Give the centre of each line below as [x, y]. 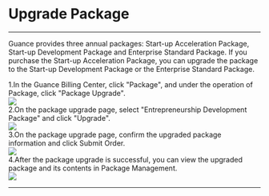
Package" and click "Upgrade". [59, 118]
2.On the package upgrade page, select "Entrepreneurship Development [128, 110]
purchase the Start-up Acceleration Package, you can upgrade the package [133, 60]
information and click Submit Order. [67, 143]
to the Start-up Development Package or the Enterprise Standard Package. [131, 69]
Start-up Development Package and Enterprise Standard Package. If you [128, 52]
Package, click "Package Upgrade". [67, 93]
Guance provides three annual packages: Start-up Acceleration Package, [129, 43]
